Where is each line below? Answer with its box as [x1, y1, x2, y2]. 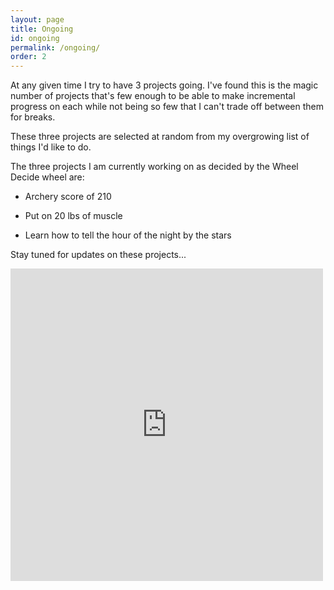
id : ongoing [10, 33, 60, 43]
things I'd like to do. [10, 141, 92, 153]
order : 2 [10, 52, 47, 62]
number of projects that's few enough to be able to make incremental [10, 90, 296, 102]
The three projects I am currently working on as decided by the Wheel [10, 161, 299, 173]
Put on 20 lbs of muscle [24, 210, 123, 222]
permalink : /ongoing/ [10, 42, 101, 53]
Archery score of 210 [24, 191, 112, 203]
